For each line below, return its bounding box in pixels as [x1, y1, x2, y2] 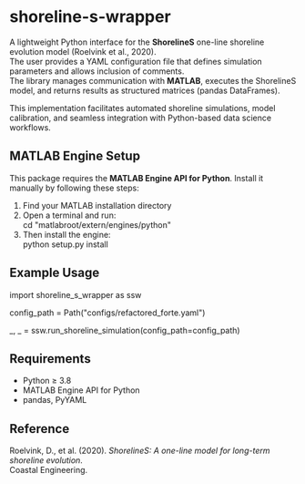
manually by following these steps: [9, 182, 139, 193]
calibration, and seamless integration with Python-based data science [9, 112, 271, 123]
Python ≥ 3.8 [22, 376, 72, 386]
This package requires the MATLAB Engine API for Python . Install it [9, 172, 264, 183]
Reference [9, 421, 70, 437]
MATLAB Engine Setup [9, 149, 141, 164]
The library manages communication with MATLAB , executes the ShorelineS [9, 75, 297, 86]
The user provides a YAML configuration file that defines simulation [9, 56, 262, 67]
